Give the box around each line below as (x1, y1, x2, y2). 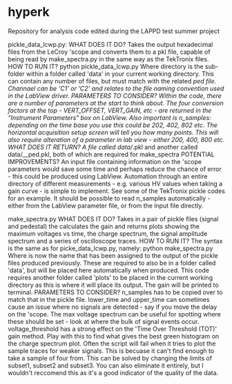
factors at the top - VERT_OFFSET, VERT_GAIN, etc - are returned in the (8, 106, 212, 114)
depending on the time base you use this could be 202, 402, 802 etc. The (8, 121, 218, 129)
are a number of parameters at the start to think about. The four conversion (8, 99, 224, 107)
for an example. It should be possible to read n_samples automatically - (8, 194, 211, 202)
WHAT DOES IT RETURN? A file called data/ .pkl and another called (8, 143, 198, 151)
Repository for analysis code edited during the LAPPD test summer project (8, 27, 220, 35)
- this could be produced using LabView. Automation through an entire (8, 172, 208, 180)
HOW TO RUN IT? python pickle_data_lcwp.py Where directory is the (8, 62, 204, 70)
